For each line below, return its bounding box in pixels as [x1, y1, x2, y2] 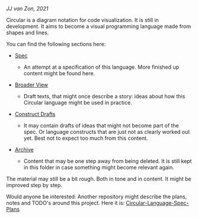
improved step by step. [6, 182, 62, 188]
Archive [14, 146, 34, 153]
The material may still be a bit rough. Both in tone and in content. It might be [6, 175, 191, 182]
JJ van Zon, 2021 [6, 5, 49, 12]
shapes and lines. [6, 29, 49, 36]
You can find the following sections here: [6, 41, 106, 47]
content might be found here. [23, 70, 95, 76]
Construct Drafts [14, 111, 56, 117]
